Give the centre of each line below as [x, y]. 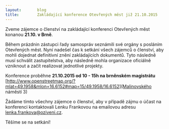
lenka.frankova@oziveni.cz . [34, 112]
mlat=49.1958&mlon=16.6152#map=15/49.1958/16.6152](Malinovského [78, 86]
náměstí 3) [16, 92]
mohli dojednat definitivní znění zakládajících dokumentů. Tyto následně [81, 55]
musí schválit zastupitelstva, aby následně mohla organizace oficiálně [78, 60]
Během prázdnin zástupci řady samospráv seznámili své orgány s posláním [84, 44]
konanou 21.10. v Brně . [29, 34]
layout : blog [26, 10]
